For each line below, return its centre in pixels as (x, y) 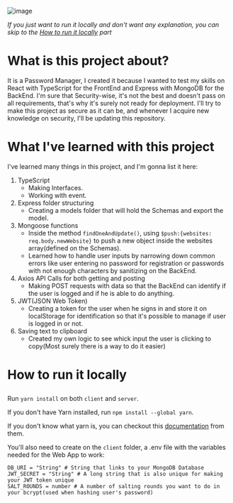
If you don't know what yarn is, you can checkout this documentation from (116, 426)
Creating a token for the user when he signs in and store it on (118, 308)
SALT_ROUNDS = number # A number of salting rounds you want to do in (114, 487)
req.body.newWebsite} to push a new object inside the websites (120, 241)
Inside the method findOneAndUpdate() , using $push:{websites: (120, 233)
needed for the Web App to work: (56, 455)
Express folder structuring (56, 203)
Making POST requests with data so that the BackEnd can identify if (127, 286)
